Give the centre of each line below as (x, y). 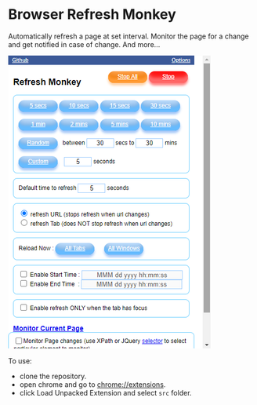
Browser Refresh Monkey (92, 15)
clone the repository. (53, 376)
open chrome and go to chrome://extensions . (92, 384)
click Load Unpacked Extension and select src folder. (105, 392)
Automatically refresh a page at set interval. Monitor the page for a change (128, 36)
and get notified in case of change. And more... (84, 44)
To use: (20, 361)
